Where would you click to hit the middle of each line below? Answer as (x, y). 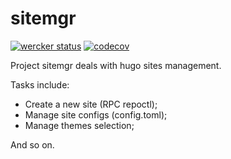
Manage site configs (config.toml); (96, 114)
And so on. (32, 144)
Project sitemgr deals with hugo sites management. (116, 65)
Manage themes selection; (79, 125)
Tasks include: (40, 84)
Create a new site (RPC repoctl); (91, 104)
